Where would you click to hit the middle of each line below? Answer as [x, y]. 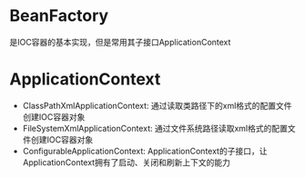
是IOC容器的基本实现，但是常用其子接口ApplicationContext [120, 42]
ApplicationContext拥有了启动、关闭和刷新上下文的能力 [126, 162]
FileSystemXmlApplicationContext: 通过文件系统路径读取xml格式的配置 [155, 128]
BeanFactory [59, 16]
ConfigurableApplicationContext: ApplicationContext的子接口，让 [145, 151]
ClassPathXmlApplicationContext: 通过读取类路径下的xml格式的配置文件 [158, 105]
